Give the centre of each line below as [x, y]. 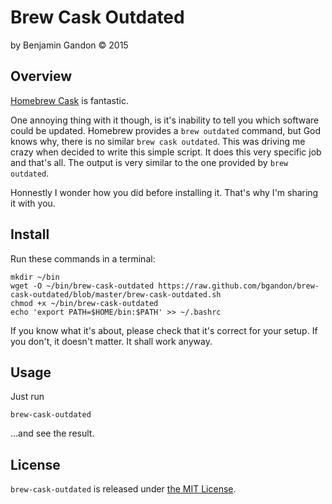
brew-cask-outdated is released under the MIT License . [123, 489]
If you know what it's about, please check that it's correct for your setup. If [164, 330]
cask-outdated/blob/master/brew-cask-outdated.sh [116, 294]
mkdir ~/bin [35, 277]
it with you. [33, 203]
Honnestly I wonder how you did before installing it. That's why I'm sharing [164, 192]
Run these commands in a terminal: [83, 258]
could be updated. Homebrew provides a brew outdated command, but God [166, 130]
